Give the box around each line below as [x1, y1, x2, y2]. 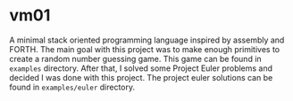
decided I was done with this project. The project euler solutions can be [9, 72, 273, 82]
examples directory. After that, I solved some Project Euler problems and [9, 63, 273, 74]
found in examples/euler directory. [9, 82, 136, 92]
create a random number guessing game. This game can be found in [9, 53, 262, 64]
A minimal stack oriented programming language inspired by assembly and [9, 35, 285, 45]
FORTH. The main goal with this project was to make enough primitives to [9, 43, 280, 54]
